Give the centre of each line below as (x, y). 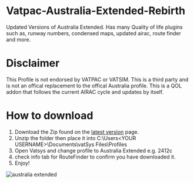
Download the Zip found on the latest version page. (77, 132)
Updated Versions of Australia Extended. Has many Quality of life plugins (95, 27)
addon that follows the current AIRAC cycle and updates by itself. (85, 91)
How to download (50, 116)
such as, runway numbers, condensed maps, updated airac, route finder (93, 33)
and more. (19, 39)
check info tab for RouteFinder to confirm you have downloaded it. (95, 157)
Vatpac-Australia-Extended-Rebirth (96, 11)
